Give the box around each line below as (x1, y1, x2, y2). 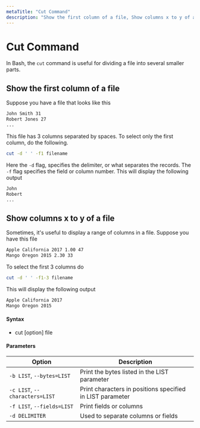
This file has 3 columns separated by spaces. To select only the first (6, 133, 174, 140)
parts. (6, 66, 21, 73)
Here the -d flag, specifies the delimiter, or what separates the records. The (6, 161, 192, 168)
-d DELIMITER (9, 412, 46, 419)
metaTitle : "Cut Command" (6, 8, 70, 15)
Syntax (6, 316, 24, 323)
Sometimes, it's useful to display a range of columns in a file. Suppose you (6, 229, 189, 236)
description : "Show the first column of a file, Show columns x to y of (6, 14, 190, 20)
